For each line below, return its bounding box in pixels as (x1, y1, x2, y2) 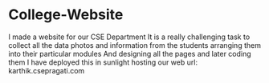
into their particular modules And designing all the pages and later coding (8, 49, 251, 58)
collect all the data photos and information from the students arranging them (8, 40, 261, 49)
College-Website (8, 6, 124, 24)
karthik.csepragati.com (8, 65, 85, 75)
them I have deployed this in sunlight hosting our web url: (8, 57, 198, 67)
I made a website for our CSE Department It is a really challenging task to (8, 32, 251, 41)
